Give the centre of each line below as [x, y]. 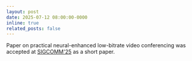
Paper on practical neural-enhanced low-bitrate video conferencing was [96, 45]
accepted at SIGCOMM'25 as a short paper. [61, 52]
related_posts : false [34, 28]
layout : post [23, 12]
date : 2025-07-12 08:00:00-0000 [47, 17]
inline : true [23, 23]
